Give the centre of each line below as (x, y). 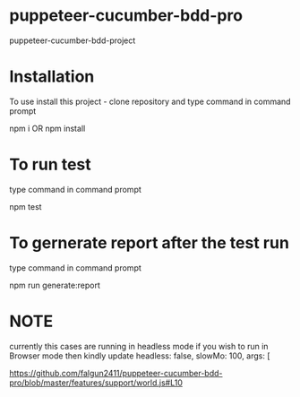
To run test (50, 164)
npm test (26, 206)
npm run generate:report (55, 285)
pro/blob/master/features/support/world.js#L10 (96, 383)
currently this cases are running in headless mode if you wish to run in (139, 346)
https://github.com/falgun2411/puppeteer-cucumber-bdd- (116, 373)
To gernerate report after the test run (149, 243)
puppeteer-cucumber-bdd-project (73, 40)
